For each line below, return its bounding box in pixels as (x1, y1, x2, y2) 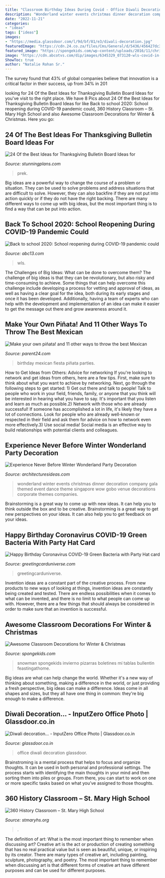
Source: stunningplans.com (5, 161, 61, 167)
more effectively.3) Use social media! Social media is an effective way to (5, 422, 151, 427)
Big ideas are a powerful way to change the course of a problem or (5, 180, 141, 186)
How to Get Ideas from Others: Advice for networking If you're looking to (5, 369, 152, 375)
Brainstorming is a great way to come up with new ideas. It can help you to (5, 501, 156, 507)
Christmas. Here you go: (5, 116, 55, 122)
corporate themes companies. (17, 491, 79, 497)
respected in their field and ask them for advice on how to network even (5, 416, 151, 423)
